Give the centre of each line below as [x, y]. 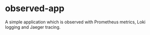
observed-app [35, 9]
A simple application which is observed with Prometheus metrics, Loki [75, 22]
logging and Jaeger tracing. [33, 27]
